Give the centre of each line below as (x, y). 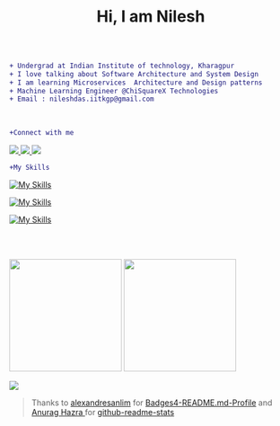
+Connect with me (42, 133)
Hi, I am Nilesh (151, 17)
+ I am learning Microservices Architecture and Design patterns (136, 83)
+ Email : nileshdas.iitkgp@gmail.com (82, 99)
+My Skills (30, 168)
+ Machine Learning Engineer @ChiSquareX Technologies (114, 91)
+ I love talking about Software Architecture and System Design (134, 74)
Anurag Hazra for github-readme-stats (103, 413)
